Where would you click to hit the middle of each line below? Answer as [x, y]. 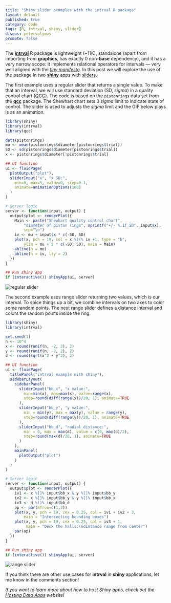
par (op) [23, 531]
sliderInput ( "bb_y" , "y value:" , [55, 408]
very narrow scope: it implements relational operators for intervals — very [83, 64]
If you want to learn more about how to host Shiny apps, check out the [80, 590]
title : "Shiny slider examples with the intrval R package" [71, 10]
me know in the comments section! [42, 580]
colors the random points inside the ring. [48, 313]
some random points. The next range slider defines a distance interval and [84, 308]
